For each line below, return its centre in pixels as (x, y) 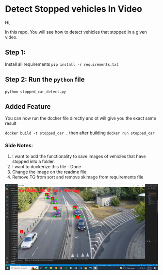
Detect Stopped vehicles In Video (73, 9)
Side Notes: (19, 146)
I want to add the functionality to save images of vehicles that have (79, 156)
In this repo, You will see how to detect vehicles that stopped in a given (76, 32)
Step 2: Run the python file (45, 80)
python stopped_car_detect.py (36, 92)
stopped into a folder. (33, 161)
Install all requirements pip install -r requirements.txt (62, 64)
